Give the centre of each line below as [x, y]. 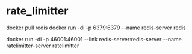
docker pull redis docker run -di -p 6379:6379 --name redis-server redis [96, 28]
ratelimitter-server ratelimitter [43, 46]
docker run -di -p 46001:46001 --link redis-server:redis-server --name [94, 39]
